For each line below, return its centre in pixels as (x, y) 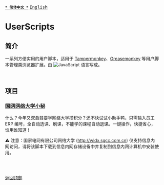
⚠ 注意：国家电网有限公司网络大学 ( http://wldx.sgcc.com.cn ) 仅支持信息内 (80, 140)
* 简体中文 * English (26, 7)
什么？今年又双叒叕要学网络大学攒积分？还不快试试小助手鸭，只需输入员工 (80, 118)
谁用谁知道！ (18, 130)
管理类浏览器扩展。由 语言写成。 (56, 65)
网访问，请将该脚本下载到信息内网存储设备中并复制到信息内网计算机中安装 (80, 146)
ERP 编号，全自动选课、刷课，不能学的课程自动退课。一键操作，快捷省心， (80, 123)
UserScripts (30, 27)
